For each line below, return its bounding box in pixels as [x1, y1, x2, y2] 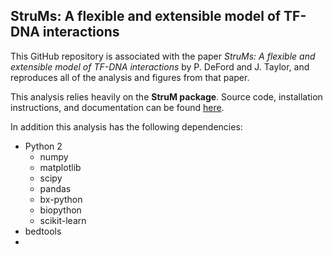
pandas [39, 182, 72, 194]
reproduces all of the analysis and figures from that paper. [10, 71, 250, 83]
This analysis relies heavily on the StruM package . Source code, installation [10, 90, 323, 103]
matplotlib [39, 161, 82, 173]
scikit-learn [39, 214, 87, 226]
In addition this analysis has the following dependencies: [10, 120, 243, 133]
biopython [39, 204, 82, 216]
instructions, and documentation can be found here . [10, 101, 225, 113]
